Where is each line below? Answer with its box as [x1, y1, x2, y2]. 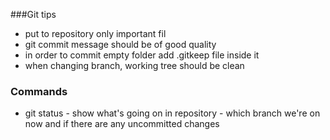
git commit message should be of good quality [24, 39, 217, 50]
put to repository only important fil [24, 28, 167, 39]
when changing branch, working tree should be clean [24, 60, 245, 71]
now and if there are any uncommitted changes [24, 118, 220, 130]
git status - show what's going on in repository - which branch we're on [24, 107, 321, 119]
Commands [10, 84, 68, 98]
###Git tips [10, 9, 57, 20]
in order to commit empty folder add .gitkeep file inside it [24, 49, 260, 61]
